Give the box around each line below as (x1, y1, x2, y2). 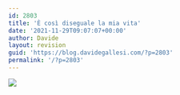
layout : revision (8, 42, 66, 49)
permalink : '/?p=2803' (8, 57, 84, 65)
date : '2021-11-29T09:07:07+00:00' (8, 26, 127, 34)
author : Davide (8, 34, 59, 42)
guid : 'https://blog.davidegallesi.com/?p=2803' (8, 49, 174, 57)
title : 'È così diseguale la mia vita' (8, 19, 142, 27)
